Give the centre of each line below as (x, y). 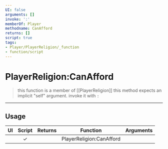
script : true (19, 38)
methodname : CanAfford (29, 29)
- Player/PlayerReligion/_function (42, 47)
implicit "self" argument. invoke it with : (58, 96)
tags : (11, 43)
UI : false (15, 10)
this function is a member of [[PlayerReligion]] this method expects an (89, 90)
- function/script (24, 52)
